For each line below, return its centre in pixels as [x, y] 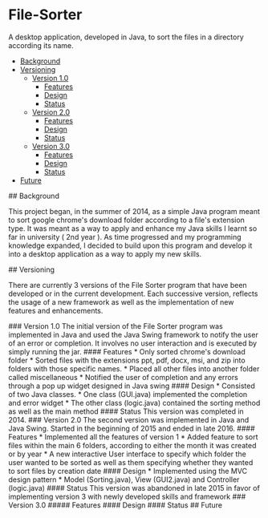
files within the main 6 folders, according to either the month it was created [132, 445]
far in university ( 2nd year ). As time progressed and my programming [125, 237]
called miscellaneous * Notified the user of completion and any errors [123, 377]
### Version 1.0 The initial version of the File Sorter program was [116, 326]
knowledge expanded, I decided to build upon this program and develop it [130, 245]
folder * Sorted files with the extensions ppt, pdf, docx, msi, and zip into [127, 360]
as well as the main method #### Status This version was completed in [126, 411]
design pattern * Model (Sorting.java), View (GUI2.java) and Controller [124, 480]
